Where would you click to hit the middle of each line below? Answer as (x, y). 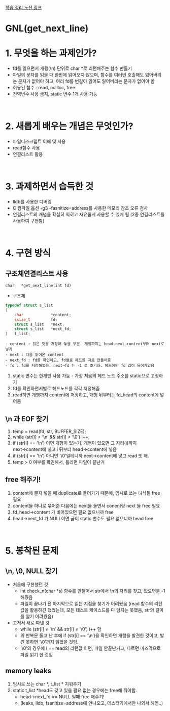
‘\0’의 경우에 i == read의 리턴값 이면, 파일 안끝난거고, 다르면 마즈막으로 (90, 648)
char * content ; (43, 315)
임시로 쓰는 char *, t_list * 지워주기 (47, 684)
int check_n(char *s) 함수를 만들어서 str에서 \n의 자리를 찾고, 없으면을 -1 (93, 591)
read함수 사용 (26, 148)
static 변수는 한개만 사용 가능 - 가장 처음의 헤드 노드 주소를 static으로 (81, 376)
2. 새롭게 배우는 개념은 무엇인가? (69, 126)
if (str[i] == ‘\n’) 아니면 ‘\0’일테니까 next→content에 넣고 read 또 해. (81, 455)
